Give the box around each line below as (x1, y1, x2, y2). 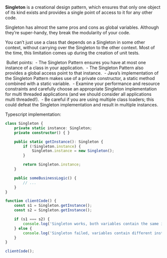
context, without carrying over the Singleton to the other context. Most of (5, 45, 155, 50)
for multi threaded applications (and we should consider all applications (5, 91, 152, 97)
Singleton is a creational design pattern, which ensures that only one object (5, 4, 161, 10)
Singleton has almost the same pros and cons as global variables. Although (5, 24, 159, 30)
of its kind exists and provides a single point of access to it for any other (5, 9, 153, 15)
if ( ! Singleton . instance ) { (23, 144, 81, 149)
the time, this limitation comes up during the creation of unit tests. (5, 50, 140, 56)
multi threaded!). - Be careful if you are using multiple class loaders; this (5, 96, 154, 102)
